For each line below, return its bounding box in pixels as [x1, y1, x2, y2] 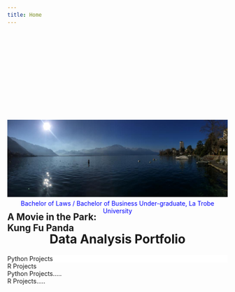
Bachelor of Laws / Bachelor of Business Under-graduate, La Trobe [20, 199, 215, 207]
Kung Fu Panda [7, 222, 75, 234]
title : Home [7, 11, 42, 18]
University [102, 206, 133, 215]
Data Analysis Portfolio [49, 231, 186, 247]
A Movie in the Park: [7, 211, 97, 223]
